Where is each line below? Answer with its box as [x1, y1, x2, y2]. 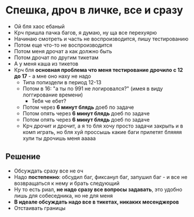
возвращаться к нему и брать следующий [13, 180, 120, 187]
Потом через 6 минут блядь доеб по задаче [22, 104, 134, 111]
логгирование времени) [22, 91, 83, 98]
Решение [5, 151, 41, 161]
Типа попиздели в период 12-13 [22, 78, 102, 85]
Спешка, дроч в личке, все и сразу [5, 4, 183, 17]
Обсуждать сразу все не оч [13, 167, 84, 174]
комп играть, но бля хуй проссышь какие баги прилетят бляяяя [22, 128, 182, 135]
